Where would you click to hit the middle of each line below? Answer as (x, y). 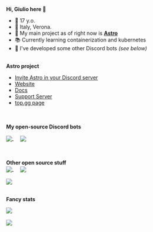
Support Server (33, 96)
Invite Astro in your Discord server (56, 78)
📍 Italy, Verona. (33, 27)
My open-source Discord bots (44, 127)
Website (25, 84)
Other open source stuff (36, 163)
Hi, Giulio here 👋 (26, 9)
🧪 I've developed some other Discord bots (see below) (81, 48)
